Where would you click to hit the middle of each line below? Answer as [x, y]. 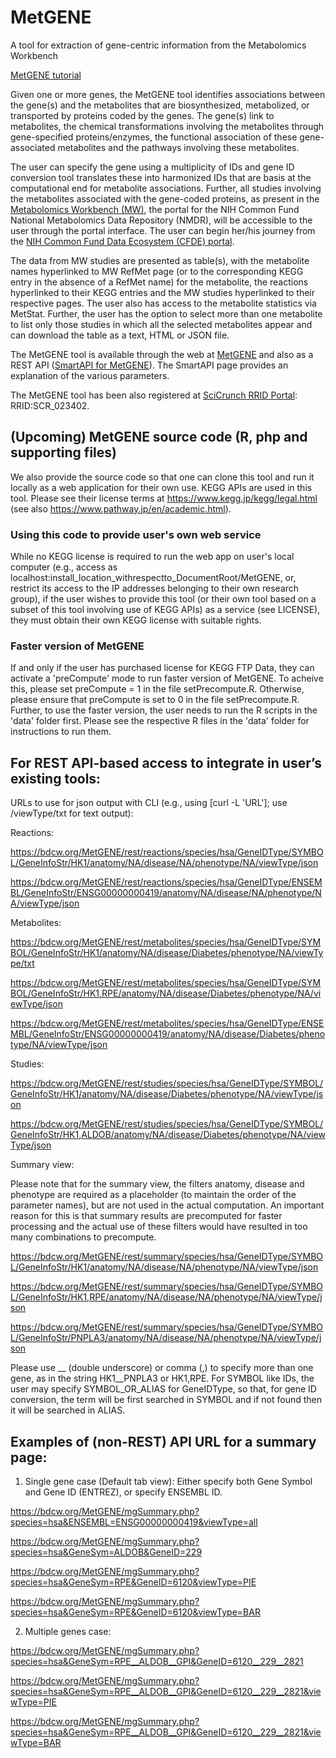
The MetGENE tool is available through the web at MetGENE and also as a [162, 354]
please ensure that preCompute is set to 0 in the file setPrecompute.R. [155, 700]
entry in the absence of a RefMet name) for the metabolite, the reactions [159, 282]
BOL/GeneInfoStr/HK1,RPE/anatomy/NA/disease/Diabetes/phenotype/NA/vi [166, 993]
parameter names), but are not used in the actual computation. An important [167, 1205]
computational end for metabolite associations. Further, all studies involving [166, 188]
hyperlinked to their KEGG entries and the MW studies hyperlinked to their [162, 292]
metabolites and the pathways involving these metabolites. [178, 147]
